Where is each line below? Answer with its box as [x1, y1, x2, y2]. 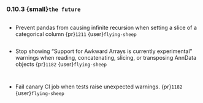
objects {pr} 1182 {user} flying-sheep [15, 60, 107, 68]
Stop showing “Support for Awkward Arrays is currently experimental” [15, 48, 193, 55]
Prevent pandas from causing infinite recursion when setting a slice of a [15, 24, 197, 32]
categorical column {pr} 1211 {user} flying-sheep [15, 30, 137, 38]
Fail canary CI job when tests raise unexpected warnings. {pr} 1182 [15, 83, 183, 90]
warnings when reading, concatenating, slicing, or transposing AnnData [15, 54, 197, 62]
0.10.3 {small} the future [6, 5, 81, 13]
